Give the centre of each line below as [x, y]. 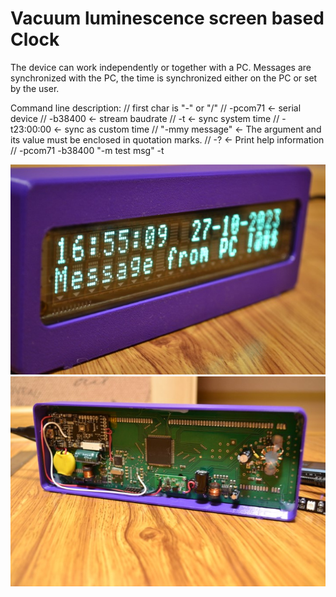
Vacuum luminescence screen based [167, 18]
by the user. [35, 88]
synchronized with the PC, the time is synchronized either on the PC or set [164, 78]
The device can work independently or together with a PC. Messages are [161, 67]
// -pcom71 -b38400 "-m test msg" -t [87, 150]
